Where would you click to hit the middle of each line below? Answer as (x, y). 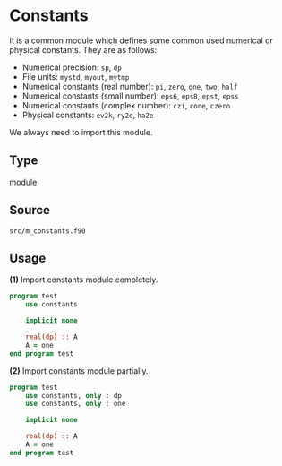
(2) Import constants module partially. (79, 371)
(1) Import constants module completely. (84, 280)
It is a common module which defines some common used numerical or (141, 40)
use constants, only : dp (74, 395)
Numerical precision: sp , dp (72, 67)
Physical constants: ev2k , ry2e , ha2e (88, 115)
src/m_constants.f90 (48, 231)
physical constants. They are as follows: (83, 49)
